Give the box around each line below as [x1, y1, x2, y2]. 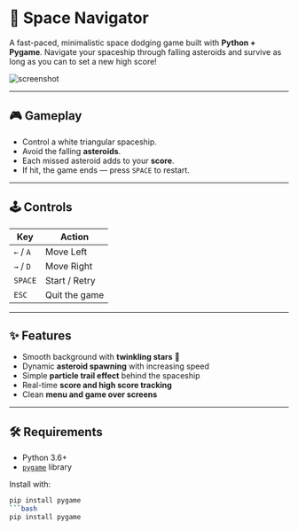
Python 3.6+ [21, 452, 68, 464]
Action [60, 230, 90, 243]
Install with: [9, 479, 51, 490]
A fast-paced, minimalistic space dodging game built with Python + [9, 37, 256, 48]
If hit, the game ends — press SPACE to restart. [21, 164, 191, 175]
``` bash [9, 504, 38, 513]
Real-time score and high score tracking [21, 380, 173, 391]
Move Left [44, 246, 87, 258]
